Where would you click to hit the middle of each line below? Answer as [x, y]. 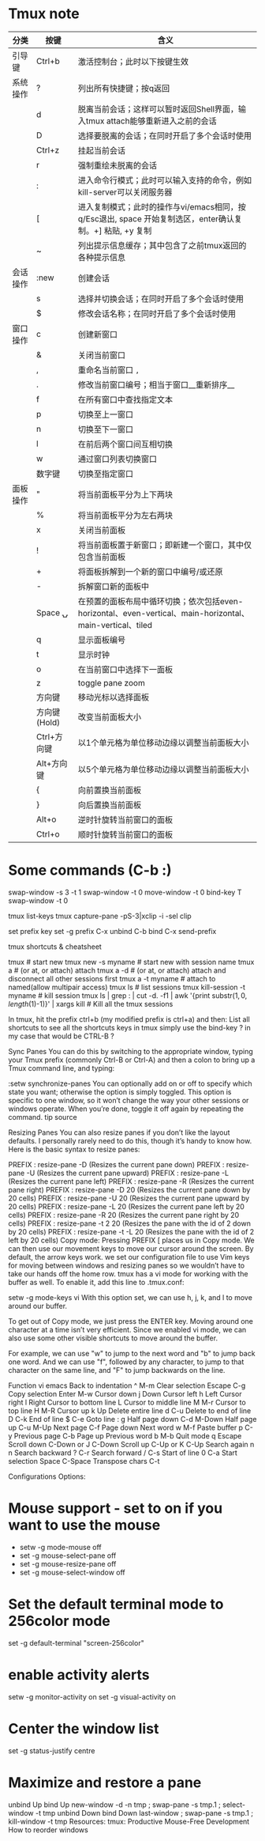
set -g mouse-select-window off [73, 1572]
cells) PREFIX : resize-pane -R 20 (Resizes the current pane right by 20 [124, 1215]
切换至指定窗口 [106, 474]
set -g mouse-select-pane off [68, 1556]
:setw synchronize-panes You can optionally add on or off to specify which [130, 1083]
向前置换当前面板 [110, 790]
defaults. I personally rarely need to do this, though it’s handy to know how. [130, 1140]
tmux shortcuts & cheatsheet [55, 947]
